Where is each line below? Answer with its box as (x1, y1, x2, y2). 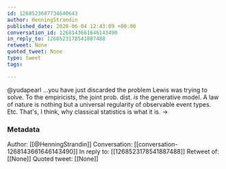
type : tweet (7, 55, 41, 62)
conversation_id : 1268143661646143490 (7, 29, 118, 36)
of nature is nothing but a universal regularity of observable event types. (7, 100, 212, 108)
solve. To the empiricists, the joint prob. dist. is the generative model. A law (7, 93, 219, 101)
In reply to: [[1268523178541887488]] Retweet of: (79, 147, 219, 155)
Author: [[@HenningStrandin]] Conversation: (7, 140, 133, 148)
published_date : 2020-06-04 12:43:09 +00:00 (7, 23, 136, 29)
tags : (7, 61, 23, 68)
